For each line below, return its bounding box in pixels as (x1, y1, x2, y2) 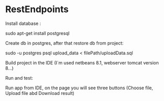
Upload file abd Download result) (5, 90, 75, 96)
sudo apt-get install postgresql (5, 30, 70, 36)
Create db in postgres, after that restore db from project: (5, 40, 124, 46)
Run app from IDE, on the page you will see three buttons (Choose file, (5, 85, 153, 91)
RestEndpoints (5, 4, 69, 15)
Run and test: (5, 75, 33, 81)
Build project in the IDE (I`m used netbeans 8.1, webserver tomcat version (5, 59, 159, 65)
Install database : (5, 20, 41, 26)
